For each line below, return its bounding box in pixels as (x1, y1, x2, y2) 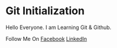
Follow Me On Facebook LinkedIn (5, 35, 87, 42)
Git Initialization (5, 4, 85, 18)
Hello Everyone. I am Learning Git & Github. (5, 24, 112, 31)
